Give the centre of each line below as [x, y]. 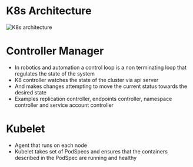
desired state [31, 92]
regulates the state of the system [55, 73]
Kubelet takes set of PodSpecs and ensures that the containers [91, 151]
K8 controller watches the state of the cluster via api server [86, 80]
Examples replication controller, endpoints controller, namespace [93, 99]
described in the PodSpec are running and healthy [76, 158]
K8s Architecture [49, 11]
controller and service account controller [64, 105]
